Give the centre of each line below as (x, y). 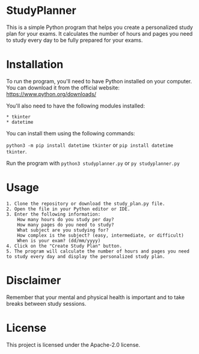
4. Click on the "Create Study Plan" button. (64, 246)
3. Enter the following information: (54, 214)
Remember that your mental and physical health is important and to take (96, 297)
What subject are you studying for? (63, 230)
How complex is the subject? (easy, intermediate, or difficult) (101, 235)
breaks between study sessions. (46, 303)
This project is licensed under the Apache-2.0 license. (73, 344)
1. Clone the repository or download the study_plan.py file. (86, 204)
